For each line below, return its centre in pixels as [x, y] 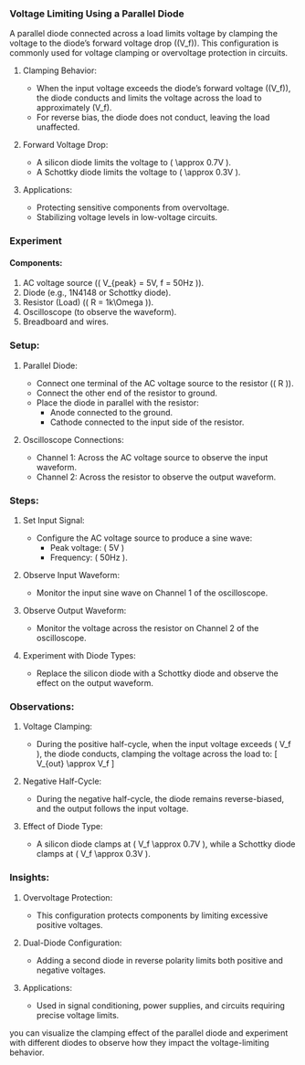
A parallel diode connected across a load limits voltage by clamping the [144, 34]
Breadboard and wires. [66, 322]
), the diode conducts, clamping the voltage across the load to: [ [157, 754]
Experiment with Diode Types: [79, 656]
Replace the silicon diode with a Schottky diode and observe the [157, 673]
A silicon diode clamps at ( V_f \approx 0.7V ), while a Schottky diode [166, 844]
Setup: [25, 345]
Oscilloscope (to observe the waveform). [100, 312]
